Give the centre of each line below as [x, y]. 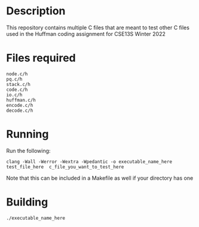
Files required [41, 58]
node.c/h [17, 74]
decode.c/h [20, 111]
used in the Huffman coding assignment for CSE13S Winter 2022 [86, 33]
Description [36, 11]
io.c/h [14, 95]
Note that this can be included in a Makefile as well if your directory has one [100, 178]
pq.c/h [14, 79]
